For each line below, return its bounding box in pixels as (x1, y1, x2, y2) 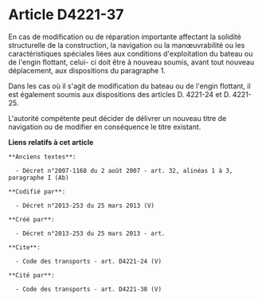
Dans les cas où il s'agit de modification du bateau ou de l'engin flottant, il (8, 81, 251, 91)
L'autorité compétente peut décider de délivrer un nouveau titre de (8, 113, 227, 123)
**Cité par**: (8, 271, 56, 279)
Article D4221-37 (8, 6, 124, 24)
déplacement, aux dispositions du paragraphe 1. (8, 65, 166, 75)
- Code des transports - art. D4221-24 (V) (15, 257, 162, 265)
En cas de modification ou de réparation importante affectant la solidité (8, 32, 241, 41)
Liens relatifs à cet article (8, 137, 94, 147)
